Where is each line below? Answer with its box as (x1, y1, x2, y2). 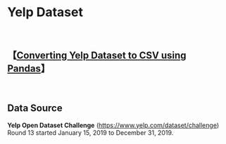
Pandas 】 (7, 63, 51, 74)
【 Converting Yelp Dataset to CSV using (7, 50, 187, 62)
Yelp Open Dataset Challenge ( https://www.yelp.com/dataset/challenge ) (7, 121, 220, 129)
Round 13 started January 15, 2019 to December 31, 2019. (7, 128, 174, 137)
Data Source (7, 103, 63, 114)
